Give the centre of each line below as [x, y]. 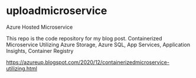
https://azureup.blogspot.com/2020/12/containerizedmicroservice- [88, 62]
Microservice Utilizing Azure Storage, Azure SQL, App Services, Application [98, 45]
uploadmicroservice [57, 11]
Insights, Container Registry [40, 50]
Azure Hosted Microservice [40, 27]
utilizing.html [22, 68]
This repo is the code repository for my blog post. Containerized [84, 38]
